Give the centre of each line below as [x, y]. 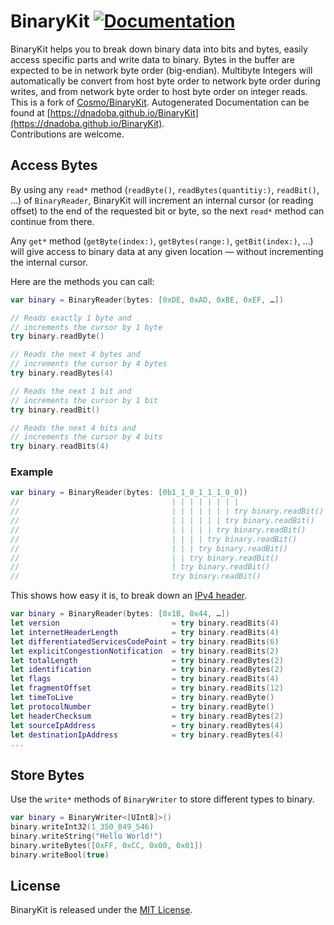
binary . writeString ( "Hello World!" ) [86, 836]
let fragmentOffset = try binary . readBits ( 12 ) [147, 688]
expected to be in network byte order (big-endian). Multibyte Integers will [161, 70]
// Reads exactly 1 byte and [71, 318]
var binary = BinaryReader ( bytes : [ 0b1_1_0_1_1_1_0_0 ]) [129, 493]
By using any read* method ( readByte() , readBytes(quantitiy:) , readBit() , [165, 189]
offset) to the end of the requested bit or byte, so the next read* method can [167, 211]
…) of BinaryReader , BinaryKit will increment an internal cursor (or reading [162, 200]
